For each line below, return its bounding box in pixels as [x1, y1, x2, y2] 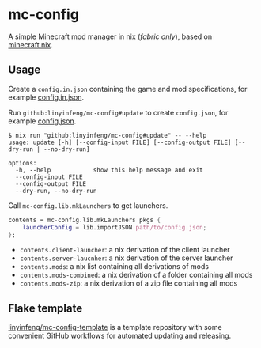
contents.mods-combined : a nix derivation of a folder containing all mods [19, 270, 253, 280]
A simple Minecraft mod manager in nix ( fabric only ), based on [8, 32, 212, 41]
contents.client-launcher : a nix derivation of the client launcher [19, 245, 231, 255]
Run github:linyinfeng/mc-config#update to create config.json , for [8, 108, 229, 117]
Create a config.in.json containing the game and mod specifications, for [8, 84, 248, 93]
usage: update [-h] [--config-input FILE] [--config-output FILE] [8, 138, 232, 146]
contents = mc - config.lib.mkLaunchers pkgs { [8, 216, 161, 224]
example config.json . [8, 116, 77, 126]
